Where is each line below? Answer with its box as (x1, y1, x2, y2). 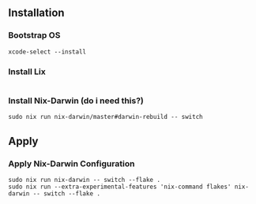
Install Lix (8, 66, 46, 77)
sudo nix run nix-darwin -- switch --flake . (8, 176, 160, 184)
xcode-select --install (8, 47, 87, 56)
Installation (8, 6, 65, 20)
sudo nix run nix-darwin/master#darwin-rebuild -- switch (8, 113, 203, 121)
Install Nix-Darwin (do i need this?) (8, 95, 145, 106)
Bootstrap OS (8, 30, 61, 41)
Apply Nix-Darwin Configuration (8, 158, 135, 169)
